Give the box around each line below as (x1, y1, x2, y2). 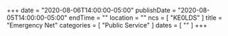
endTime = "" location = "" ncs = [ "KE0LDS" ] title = (69, 13, 223, 22)
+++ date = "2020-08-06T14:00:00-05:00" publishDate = (6, 6, 177, 14)
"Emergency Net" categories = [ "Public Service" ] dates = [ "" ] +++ (6, 21, 207, 29)
